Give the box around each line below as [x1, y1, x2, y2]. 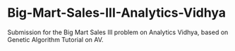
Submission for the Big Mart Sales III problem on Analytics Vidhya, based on [7, 28, 229, 36]
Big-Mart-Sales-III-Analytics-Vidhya [7, 5, 227, 21]
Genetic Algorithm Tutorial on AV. [7, 35, 104, 43]
